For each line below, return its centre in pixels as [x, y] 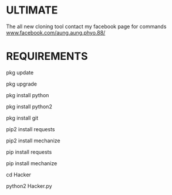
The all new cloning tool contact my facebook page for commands [86, 26]
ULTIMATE [32, 10]
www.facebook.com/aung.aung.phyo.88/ [56, 32]
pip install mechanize [32, 163]
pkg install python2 [29, 107]
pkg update [20, 72]
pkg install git [22, 118]
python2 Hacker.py [29, 186]
